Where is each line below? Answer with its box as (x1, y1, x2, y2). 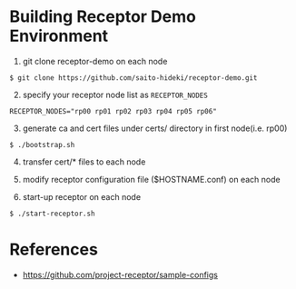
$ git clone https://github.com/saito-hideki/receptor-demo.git (9, 73, 258, 83)
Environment (9, 25, 109, 46)
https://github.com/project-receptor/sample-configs (22, 269, 218, 280)
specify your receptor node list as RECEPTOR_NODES (22, 89, 209, 100)
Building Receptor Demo (9, 6, 197, 27)
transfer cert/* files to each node (22, 156, 146, 167)
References (9, 239, 98, 260)
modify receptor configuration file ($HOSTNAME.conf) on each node (22, 174, 281, 184)
